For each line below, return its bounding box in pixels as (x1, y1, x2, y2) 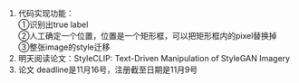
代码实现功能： (17, 8, 74, 18)
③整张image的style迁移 (17, 41, 111, 52)
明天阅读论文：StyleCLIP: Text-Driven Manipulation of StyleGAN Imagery (17, 53, 291, 63)
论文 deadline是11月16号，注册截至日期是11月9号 (17, 64, 198, 75)
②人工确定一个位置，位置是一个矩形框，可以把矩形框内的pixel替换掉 (17, 31, 278, 41)
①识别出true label (17, 19, 89, 30)
